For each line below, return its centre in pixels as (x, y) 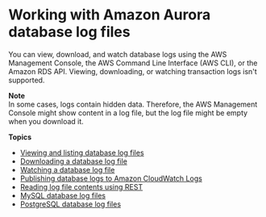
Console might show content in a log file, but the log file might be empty (128, 113)
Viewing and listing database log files (82, 152)
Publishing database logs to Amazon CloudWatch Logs (111, 178)
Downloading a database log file (73, 161)
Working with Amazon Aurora (110, 15)
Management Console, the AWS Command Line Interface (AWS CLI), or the (133, 63)
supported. (27, 80)
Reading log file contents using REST (81, 186)
